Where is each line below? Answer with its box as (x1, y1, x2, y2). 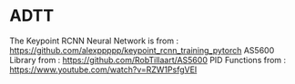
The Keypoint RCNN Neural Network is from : (9, 35, 179, 46)
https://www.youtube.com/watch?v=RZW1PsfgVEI (9, 64, 198, 75)
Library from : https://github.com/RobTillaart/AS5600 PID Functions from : (9, 54, 287, 65)
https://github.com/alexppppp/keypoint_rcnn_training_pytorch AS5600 (9, 44, 275, 55)
